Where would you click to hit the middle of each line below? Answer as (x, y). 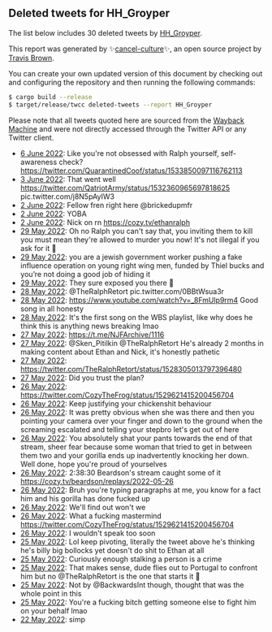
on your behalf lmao (54, 610)
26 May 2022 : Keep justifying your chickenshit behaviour (116, 403)
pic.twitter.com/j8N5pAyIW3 (67, 196)
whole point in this (51, 593)
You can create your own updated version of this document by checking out (136, 73)
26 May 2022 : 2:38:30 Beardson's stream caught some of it (120, 472)
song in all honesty (52, 309)
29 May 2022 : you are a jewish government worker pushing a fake (131, 257)
